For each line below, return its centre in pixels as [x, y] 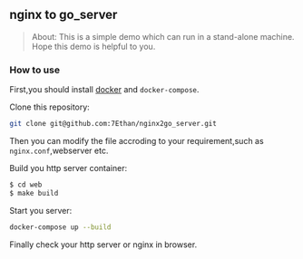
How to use [35, 70]
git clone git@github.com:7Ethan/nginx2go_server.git [113, 124]
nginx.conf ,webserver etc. [59, 150]
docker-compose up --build [60, 227]
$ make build [34, 193]
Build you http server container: [68, 168]
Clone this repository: [50, 107]
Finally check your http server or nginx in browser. [103, 245]
